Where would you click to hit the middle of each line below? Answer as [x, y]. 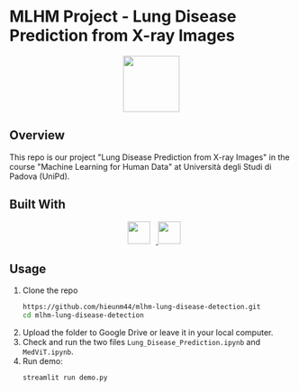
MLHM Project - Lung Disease [123, 17]
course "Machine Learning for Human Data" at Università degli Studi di [140, 166]
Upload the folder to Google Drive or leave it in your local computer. [148, 333]
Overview [37, 135]
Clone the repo [50, 290]
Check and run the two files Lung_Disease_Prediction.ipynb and [141, 342]
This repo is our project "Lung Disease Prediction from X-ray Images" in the [149, 157]
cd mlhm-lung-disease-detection [83, 315]
